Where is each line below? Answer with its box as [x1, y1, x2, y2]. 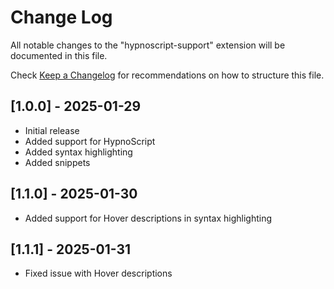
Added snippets [24, 156, 91, 168]
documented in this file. [10, 49, 108, 61]
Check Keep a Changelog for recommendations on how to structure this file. [10, 69, 325, 81]
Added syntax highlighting [24, 146, 133, 158]
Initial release [24, 124, 80, 136]
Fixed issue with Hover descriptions [24, 267, 173, 280]
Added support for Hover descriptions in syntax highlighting [24, 212, 273, 224]
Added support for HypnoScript [24, 135, 156, 147]
